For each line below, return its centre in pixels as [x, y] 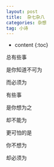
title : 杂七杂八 [26, 17]
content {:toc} [31, 45]
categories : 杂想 [26, 23]
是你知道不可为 [24, 70]
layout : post [22, 12]
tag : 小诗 [17, 28]
